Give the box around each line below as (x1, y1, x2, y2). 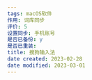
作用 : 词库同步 (7, 17, 45, 24)
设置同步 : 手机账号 (7, 29, 56, 37)
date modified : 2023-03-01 (7, 62, 86, 69)
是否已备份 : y (7, 36, 43, 43)
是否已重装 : (7, 42, 37, 49)
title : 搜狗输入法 (7, 49, 56, 56)
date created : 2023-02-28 (7, 56, 82, 63)
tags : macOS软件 (7, 10, 52, 17)
